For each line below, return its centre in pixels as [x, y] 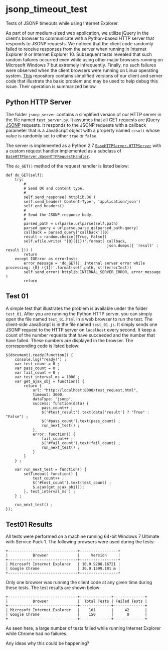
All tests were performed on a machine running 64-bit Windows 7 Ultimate [82, 536]
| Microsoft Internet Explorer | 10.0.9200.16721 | [63, 564]
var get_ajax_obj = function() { [50, 381]
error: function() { [54, 434]
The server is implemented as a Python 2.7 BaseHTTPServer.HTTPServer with [84, 145]
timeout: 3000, [48, 394]
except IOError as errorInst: [46, 259]
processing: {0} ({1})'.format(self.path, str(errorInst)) [69, 268]
